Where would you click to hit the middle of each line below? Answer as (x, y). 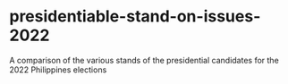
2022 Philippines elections (58, 70)
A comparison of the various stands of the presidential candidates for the (144, 60)
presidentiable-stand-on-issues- (135, 17)
